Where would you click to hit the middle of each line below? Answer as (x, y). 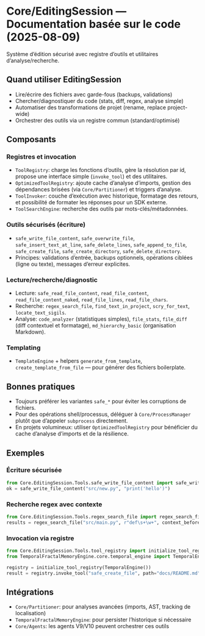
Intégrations (30, 592)
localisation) (31, 613)
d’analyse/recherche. (33, 60)
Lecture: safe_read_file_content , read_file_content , (82, 293)
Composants (31, 139)
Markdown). (30, 332)
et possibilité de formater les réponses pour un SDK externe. (91, 202)
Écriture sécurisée (34, 470)
